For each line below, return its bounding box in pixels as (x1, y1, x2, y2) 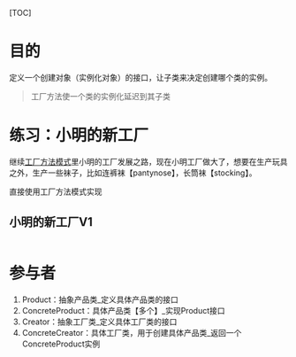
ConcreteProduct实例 (21, 338, 101, 349)
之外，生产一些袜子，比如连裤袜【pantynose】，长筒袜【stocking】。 (9, 167, 257, 178)
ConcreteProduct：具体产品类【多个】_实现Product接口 (21, 305, 225, 315)
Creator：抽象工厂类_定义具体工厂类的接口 (21, 316, 178, 327)
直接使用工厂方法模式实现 (9, 186, 102, 197)
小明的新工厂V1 (9, 214, 93, 229)
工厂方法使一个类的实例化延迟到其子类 (30, 90, 171, 101)
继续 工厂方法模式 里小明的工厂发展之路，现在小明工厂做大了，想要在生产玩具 (9, 156, 288, 167)
